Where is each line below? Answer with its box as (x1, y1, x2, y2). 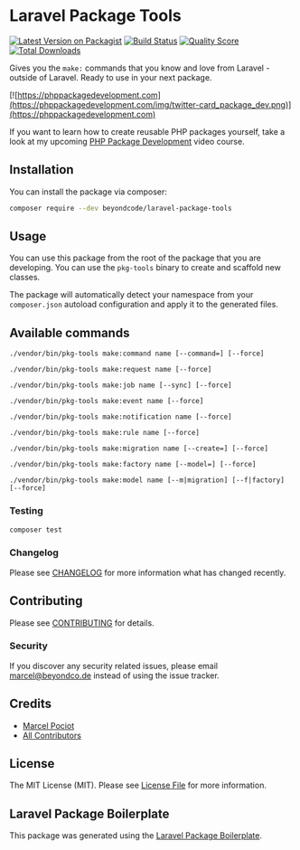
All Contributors (22, 730, 81, 741)
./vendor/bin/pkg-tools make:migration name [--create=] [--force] (9, 444, 269, 453)
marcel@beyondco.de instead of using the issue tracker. (9, 670, 220, 681)
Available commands (9, 325, 130, 340)
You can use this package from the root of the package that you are (9, 252, 262, 263)
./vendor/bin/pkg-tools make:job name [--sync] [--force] (9, 381, 232, 390)
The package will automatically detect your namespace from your (9, 289, 254, 300)
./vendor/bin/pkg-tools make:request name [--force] (9, 365, 212, 374)
